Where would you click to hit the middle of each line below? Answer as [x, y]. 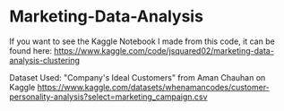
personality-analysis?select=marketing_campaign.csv [108, 97]
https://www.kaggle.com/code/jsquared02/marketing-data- [164, 50]
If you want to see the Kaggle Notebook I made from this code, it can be [142, 41]
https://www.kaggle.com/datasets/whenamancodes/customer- [154, 87]
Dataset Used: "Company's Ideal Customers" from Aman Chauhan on [138, 77]
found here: [30, 50]
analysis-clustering [45, 60]
